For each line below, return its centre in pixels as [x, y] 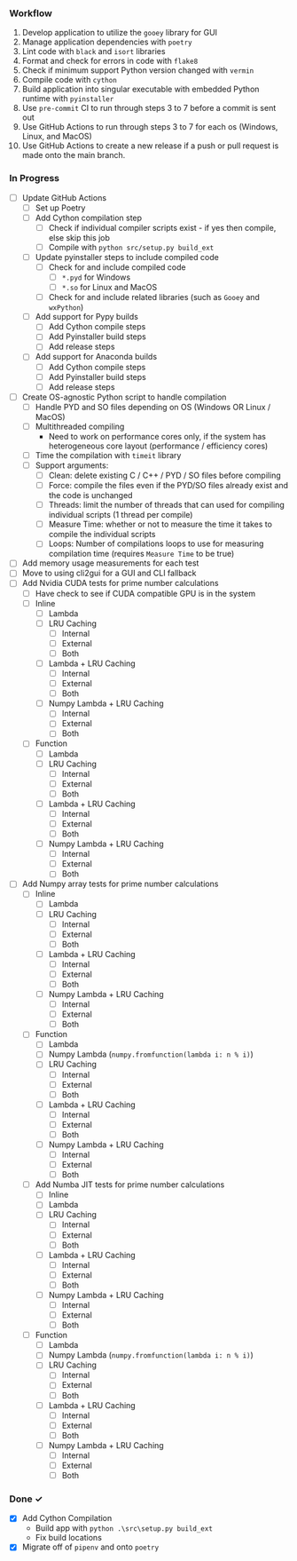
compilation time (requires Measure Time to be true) [141, 554]
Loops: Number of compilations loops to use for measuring [156, 543]
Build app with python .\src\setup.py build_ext [124, 1528]
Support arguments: [72, 465]
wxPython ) [66, 307]
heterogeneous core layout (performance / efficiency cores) [158, 446]
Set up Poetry [60, 208]
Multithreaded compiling [80, 426]
